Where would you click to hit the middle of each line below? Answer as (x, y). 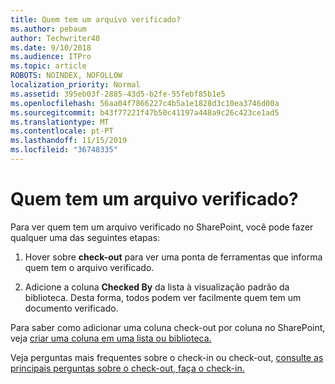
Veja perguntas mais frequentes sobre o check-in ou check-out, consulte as (167, 357)
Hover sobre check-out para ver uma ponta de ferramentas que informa (173, 257)
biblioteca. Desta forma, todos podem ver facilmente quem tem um (163, 297)
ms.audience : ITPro (51, 57)
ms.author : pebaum (48, 29)
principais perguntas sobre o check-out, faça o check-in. (127, 368)
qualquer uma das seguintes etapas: (85, 237)
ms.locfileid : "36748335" (64, 150)
